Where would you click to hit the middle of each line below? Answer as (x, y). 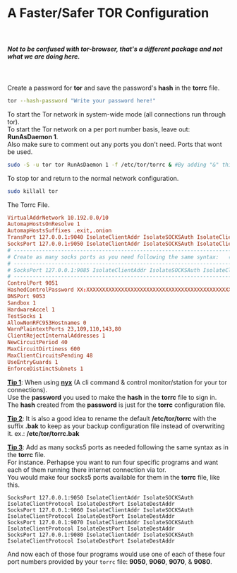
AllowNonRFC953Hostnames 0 (47, 323)
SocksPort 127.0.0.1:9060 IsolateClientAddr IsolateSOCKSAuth (101, 510)
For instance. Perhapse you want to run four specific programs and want (113, 462)
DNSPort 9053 (26, 297)
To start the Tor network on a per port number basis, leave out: (99, 129)
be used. (20, 152)
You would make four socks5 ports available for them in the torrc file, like (114, 477)
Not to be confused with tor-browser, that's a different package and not (115, 49)
